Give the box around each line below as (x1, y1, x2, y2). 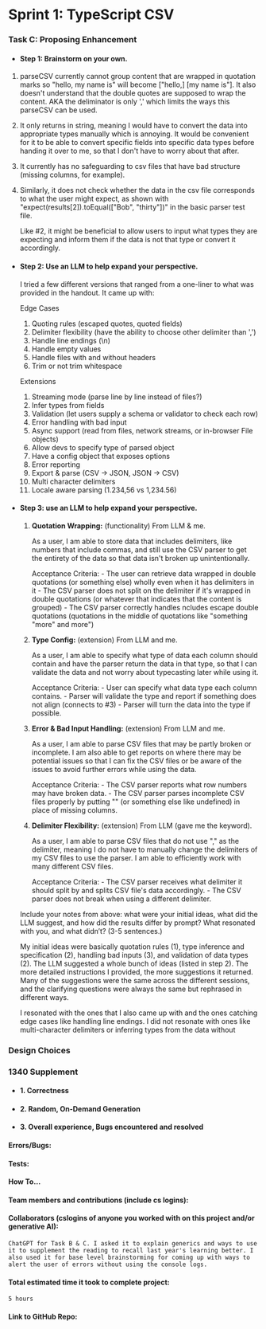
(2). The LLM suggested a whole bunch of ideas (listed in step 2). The (19, 959, 249, 968)
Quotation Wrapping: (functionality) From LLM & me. (31, 520, 206, 531)
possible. (31, 708, 62, 718)
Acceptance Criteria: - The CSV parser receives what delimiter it (31, 876, 243, 886)
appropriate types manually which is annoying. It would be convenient (19, 129, 249, 139)
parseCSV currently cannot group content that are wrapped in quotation (19, 72, 256, 81)
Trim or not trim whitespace (31, 361, 123, 370)
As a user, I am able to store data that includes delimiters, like (31, 536, 233, 546)
